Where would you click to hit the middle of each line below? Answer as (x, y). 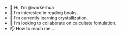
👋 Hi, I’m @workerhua (32, 8)
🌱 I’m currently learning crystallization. (49, 18)
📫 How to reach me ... (32, 28)
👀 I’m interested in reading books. (44, 13)
